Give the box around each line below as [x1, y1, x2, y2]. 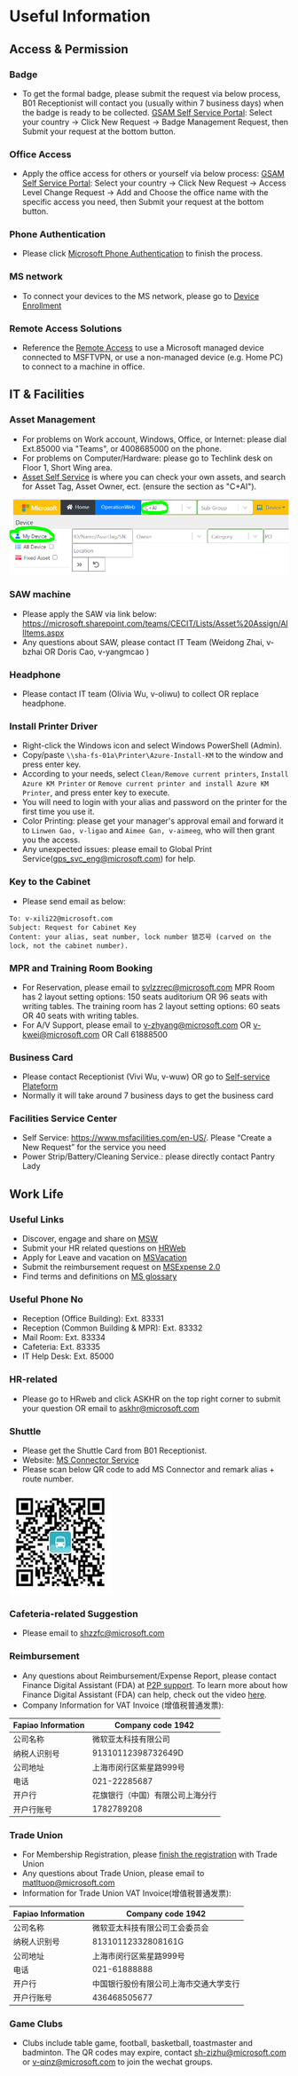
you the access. [21, 834, 81, 845]
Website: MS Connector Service [21, 1455, 139, 1465]
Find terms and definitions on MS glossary [21, 1271, 177, 1282]
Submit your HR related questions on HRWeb [21, 1243, 186, 1253]
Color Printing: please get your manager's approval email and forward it [21, 816, 284, 826]
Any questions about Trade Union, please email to [21, 1868, 205, 1879]
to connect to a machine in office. [21, 361, 145, 372]
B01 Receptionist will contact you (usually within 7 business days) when [21, 98, 284, 108]
